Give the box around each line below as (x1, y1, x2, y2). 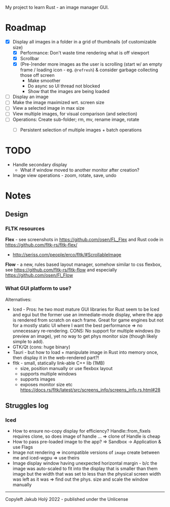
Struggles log (5, 401, 49, 410)
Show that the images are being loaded (27, 88, 110, 95)
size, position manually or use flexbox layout (20, 365, 113, 371)
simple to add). (12, 338, 44, 344)
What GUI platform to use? (5, 285, 72, 292)
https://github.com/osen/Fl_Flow (5, 272, 73, 279)
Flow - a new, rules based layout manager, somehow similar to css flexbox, (5, 261, 162, 267)
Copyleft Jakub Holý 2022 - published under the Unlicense (5, 496, 129, 502)
